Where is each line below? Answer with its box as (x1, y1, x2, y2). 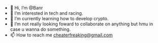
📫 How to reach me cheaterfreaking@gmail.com (10, 32, 113, 38)
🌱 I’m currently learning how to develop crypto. (10, 16, 109, 21)
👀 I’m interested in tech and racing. (10, 10, 83, 16)
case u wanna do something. (10, 26, 71, 32)
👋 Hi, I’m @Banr (10, 5, 43, 11)
